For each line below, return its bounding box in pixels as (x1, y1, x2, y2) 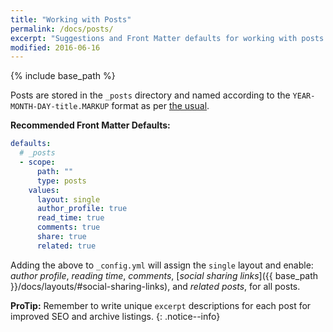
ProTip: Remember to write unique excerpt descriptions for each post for (10, 299, 312, 311)
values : (28, 185, 60, 195)
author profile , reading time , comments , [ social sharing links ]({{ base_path (10, 269, 319, 281)
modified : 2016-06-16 (10, 42, 101, 53)
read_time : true (36, 213, 105, 223)
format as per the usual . (111, 100, 210, 112)
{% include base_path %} (10, 70, 116, 82)
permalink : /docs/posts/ (10, 24, 114, 34)
